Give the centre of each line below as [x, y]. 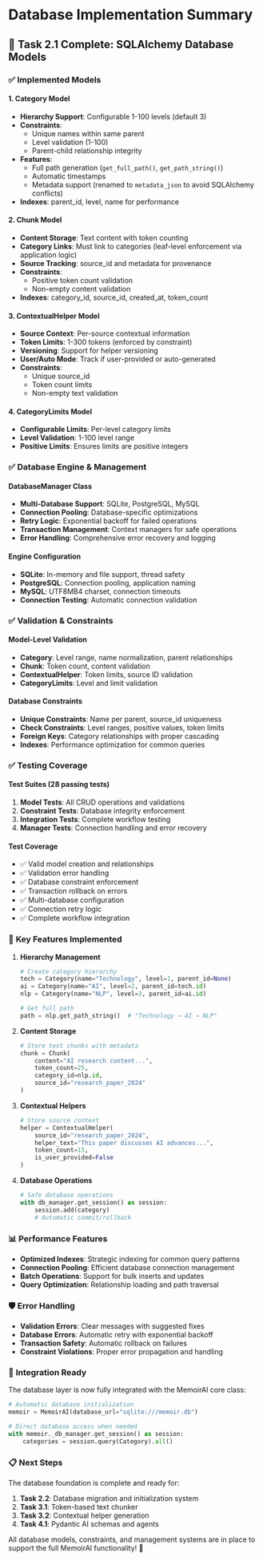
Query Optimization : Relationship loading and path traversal [119, 1285]
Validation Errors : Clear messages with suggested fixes [112, 1326]
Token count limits [62, 385]
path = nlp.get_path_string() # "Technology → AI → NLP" [118, 1015]
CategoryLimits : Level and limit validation [89, 683]
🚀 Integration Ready [48, 1373]
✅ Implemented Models [55, 79]
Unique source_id [61, 376]
